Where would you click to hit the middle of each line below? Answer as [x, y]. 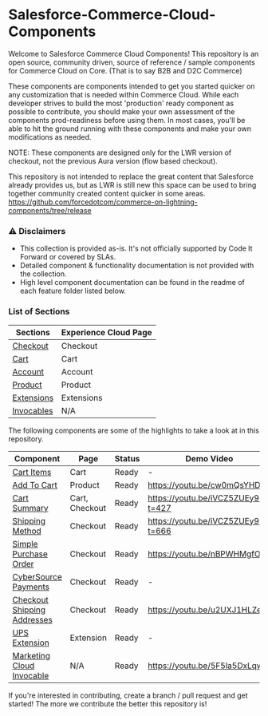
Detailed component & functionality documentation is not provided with [137, 266]
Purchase [30, 554]
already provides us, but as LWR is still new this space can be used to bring [132, 184]
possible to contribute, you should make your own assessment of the [122, 111]
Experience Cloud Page [107, 332]
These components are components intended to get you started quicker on [132, 86]
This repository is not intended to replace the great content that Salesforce [131, 176]
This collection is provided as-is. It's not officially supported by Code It [136, 248]
